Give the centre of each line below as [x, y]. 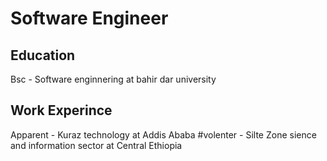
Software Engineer [89, 18]
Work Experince [61, 110]
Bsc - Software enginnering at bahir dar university [113, 79]
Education [43, 55]
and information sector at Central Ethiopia [96, 145]
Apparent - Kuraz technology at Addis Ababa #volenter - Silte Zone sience [163, 134]
